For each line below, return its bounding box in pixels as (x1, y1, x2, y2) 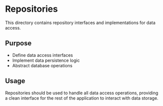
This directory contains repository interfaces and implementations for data (5, 20, 156, 26)
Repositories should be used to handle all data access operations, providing (5, 90, 159, 96)
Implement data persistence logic (12, 57, 80, 63)
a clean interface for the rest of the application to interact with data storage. (5, 95, 159, 101)
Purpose (5, 39, 32, 48)
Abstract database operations (12, 62, 73, 68)
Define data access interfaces (12, 52, 73, 58)
